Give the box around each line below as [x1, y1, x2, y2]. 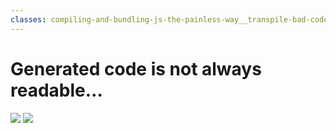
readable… [10, 79, 103, 101]
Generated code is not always [10, 57, 262, 80]
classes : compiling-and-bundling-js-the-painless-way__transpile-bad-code [10, 14, 329, 25]
